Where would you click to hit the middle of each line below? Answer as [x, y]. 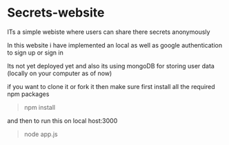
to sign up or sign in [35, 52]
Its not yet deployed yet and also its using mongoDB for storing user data [111, 66]
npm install [40, 107]
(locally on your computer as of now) [60, 73]
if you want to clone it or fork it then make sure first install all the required [111, 86]
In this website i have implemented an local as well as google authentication [115, 45]
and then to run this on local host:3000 [62, 120]
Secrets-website [56, 13]
